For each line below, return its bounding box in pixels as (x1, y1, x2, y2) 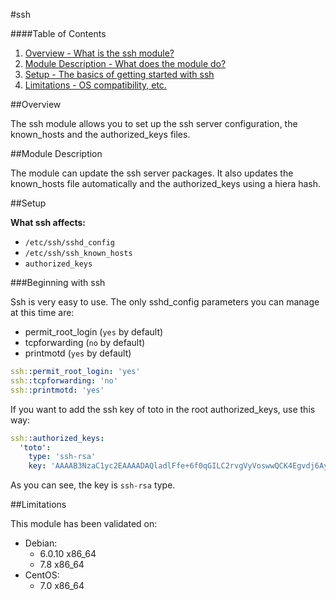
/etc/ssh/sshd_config (24, 238, 115, 248)
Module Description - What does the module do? (24, 58, 227, 69)
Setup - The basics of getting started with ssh (24, 69, 215, 80)
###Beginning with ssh (10, 277, 106, 288)
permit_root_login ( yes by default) (24, 326, 164, 338)
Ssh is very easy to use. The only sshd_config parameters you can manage (10, 296, 320, 308)
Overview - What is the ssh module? (24, 47, 175, 59)
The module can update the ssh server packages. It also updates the (10, 167, 294, 179)
